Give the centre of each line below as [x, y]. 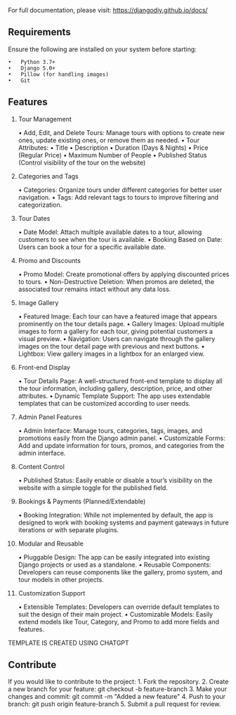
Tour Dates [34, 218]
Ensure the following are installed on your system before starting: [103, 49]
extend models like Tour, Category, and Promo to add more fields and [119, 621]
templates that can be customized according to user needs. [104, 403]
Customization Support [52, 593]
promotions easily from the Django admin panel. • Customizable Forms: [122, 438]
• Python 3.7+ [32, 62]
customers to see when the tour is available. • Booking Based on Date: [120, 239]
